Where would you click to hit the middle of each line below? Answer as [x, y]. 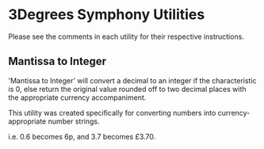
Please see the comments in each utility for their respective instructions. [126, 36]
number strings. [74, 121]
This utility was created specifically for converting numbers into [112, 113]
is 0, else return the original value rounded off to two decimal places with [128, 89]
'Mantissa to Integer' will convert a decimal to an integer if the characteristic [132, 80]
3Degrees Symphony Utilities [107, 15]
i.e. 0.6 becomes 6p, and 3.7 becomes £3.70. [82, 136]
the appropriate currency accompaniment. [77, 97]
